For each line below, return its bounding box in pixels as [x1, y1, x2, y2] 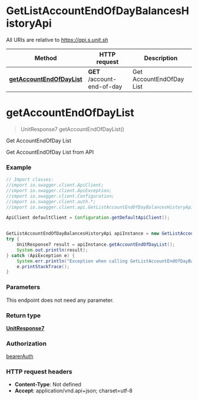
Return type [6, 311, 41, 320]
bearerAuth [6, 353, 34, 360]
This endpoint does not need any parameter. [6, 297, 114, 304]
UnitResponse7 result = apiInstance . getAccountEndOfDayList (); [16, 242, 176, 248]
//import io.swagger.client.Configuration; [6, 193, 115, 199]
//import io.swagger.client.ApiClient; [6, 182, 104, 188]
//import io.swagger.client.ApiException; [6, 187, 112, 193]
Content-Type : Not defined [14, 381, 81, 388]
